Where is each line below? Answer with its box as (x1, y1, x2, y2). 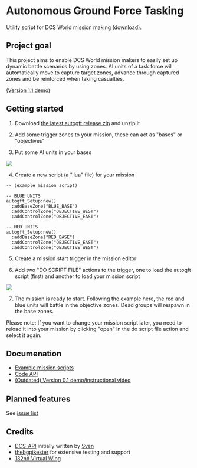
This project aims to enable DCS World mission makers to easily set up (6, 56, 178, 63)
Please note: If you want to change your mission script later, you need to (6, 319, 182, 326)
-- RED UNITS (6, 224, 38, 230)
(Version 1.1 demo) (6, 87, 51, 94)
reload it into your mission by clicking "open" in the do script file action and (6, 325, 189, 332)
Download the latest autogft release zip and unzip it (14, 119, 140, 126)
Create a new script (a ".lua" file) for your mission (14, 171, 135, 178)
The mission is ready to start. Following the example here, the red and (14, 295, 185, 302)
